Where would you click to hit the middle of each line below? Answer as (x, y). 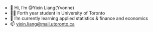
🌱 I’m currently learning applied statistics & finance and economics (79, 18)
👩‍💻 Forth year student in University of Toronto (57, 13)
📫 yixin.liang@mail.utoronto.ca (42, 24)
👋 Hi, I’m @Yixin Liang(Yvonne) (42, 8)
